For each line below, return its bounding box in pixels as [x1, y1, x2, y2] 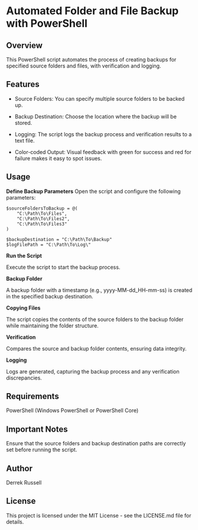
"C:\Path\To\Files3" [17, 221, 67, 227]
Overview [6, 40, 43, 50]
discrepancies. [6, 374, 43, 381]
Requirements [6, 391, 59, 401]
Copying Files [6, 304, 41, 311]
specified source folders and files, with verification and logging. [6, 62, 161, 69]
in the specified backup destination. [6, 293, 93, 300]
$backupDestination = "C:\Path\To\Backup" [6, 236, 112, 242]
